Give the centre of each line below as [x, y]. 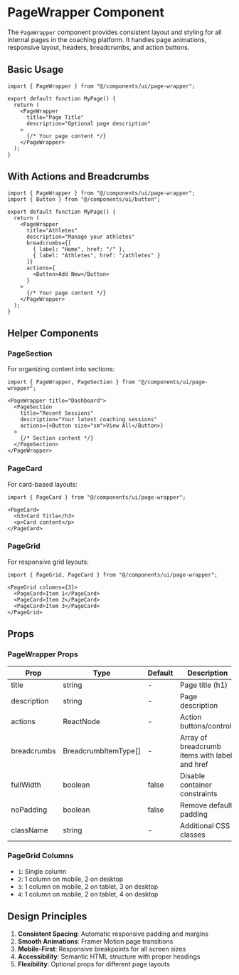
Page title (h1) [204, 685]
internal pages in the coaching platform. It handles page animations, [107, 39]
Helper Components [53, 333]
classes [193, 835]
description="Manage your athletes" [80, 237]
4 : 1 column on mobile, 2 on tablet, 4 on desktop [88, 894]
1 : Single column [42, 871]
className [30, 830]
